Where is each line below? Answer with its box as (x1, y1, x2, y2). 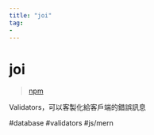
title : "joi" (9, 11, 52, 20)
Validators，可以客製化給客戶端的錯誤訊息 (9, 103, 146, 112)
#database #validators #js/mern (9, 118, 114, 128)
